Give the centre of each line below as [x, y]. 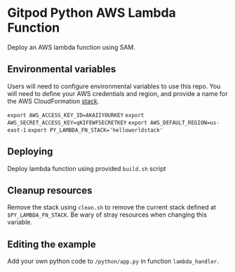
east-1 [17, 130]
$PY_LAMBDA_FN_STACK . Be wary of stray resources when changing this [107, 215]
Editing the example [52, 244]
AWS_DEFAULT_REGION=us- [185, 123]
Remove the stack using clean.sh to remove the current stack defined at [112, 208]
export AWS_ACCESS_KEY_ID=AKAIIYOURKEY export [76, 115]
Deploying [30, 152]
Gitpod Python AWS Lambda [92, 13]
